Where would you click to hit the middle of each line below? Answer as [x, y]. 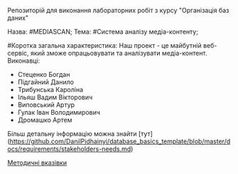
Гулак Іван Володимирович [59, 112]
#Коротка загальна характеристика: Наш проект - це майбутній [104, 45]
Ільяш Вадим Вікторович [55, 97]
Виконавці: [24, 61]
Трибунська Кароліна [50, 89]
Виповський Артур [46, 105]
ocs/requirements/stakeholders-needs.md [69, 149]
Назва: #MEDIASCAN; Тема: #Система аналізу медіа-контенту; [103, 32]
